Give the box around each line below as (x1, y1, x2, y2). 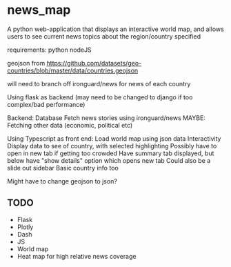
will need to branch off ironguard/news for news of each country (7, 79, 191, 88)
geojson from (7, 59, 46, 67)
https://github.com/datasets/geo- (46, 59, 142, 67)
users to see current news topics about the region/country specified (7, 32, 201, 40)
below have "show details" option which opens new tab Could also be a (7, 156, 211, 164)
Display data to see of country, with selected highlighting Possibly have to (7, 141, 217, 150)
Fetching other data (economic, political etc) (7, 121, 133, 129)
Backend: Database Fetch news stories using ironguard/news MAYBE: (7, 113, 205, 122)
